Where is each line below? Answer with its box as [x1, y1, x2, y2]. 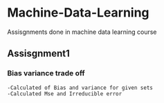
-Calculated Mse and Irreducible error [7, 90, 122, 97]
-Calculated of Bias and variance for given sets [7, 84, 154, 91]
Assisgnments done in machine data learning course [7, 28, 157, 36]
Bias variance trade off [7, 68, 85, 78]
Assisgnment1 [7, 48, 71, 59]
